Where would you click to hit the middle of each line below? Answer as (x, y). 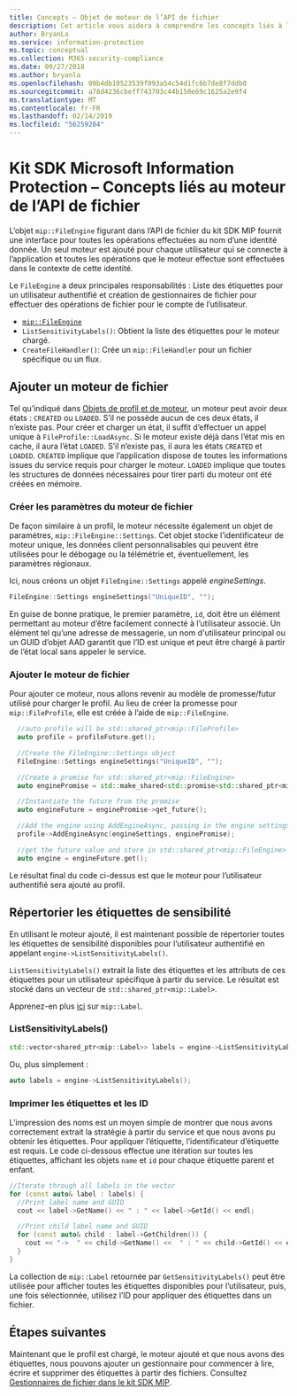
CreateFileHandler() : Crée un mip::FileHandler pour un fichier (137, 349)
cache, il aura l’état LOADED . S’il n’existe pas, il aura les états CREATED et (136, 446)
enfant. (22, 1169)
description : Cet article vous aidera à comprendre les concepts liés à (146, 26)
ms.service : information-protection (76, 42)
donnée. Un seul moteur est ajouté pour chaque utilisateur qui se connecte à (148, 249)
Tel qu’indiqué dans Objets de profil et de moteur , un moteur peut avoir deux (148, 408)
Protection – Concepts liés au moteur (148, 187)
